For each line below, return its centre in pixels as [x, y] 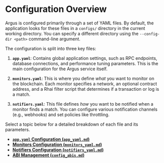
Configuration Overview [56, 9]
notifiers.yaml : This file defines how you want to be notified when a [83, 104]
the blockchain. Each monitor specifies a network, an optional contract [85, 84]
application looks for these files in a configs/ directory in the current [75, 28]
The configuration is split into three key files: [51, 48]
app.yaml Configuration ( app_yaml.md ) [51, 139]
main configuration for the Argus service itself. [60, 69]
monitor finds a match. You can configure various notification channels [85, 109]
